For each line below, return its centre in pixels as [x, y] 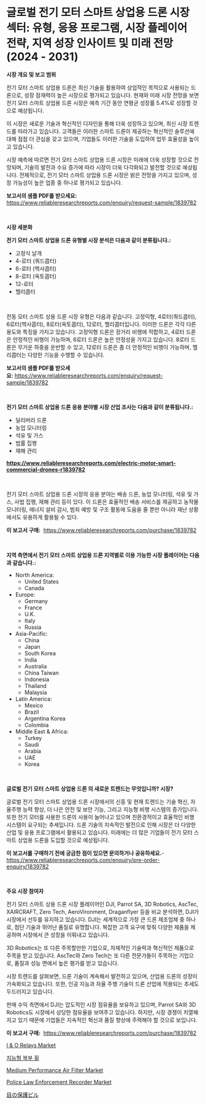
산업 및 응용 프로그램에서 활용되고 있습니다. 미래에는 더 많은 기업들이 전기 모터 [100, 832]
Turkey [33, 738]
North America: [34, 575]
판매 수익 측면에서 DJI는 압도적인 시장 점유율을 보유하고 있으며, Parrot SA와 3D [101, 1005]
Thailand [36, 685]
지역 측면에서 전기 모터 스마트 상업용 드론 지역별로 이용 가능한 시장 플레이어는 [97, 555]
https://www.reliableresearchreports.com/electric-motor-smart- [91, 463]
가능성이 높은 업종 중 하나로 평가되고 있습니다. [67, 182]
